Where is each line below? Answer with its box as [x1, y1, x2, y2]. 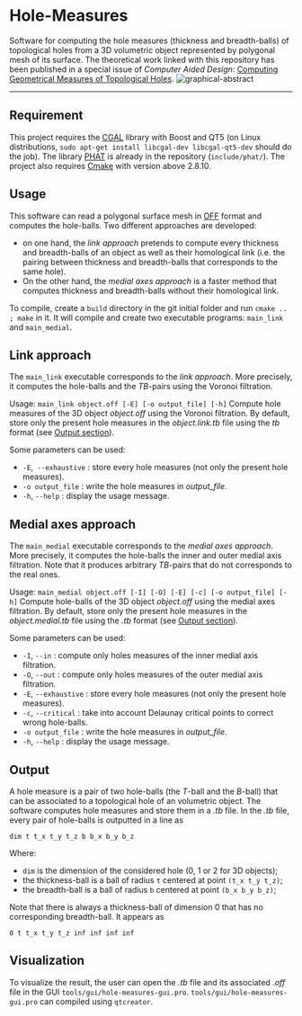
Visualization [9, 953, 85, 968]
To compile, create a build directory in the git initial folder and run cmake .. [9, 302, 288, 313]
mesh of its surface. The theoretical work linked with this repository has [9, 54, 275, 65]
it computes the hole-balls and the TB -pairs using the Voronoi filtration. [9, 381, 273, 392]
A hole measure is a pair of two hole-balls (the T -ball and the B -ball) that [9, 786, 279, 797]
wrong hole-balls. [22, 717, 88, 728]
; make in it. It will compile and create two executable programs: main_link [9, 312, 284, 323]
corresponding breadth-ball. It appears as [9, 912, 164, 922]
